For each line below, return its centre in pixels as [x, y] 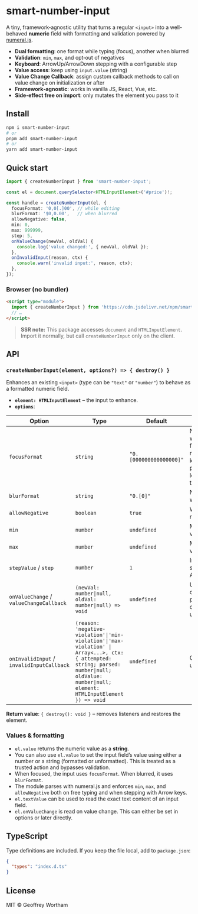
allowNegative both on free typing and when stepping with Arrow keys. [101, 792]
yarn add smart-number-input [42, 150]
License [21, 891]
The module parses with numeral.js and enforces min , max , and [90, 786]
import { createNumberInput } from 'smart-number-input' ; [79, 181]
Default [156, 421]
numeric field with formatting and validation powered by [97, 33]
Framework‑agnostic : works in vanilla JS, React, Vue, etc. [86, 89]
